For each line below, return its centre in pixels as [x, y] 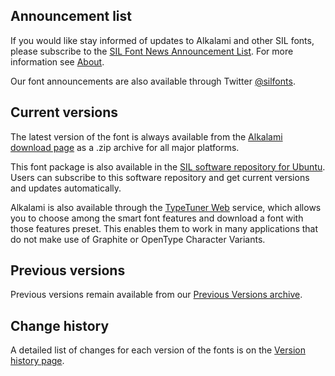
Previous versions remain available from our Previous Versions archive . [156, 295]
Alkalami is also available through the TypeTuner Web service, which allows [166, 207]
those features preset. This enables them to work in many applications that [164, 228]
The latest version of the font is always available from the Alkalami [146, 136]
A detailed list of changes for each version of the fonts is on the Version [158, 350]
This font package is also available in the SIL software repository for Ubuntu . [168, 166]
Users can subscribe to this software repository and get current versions [160, 177]
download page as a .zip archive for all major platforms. [125, 147]
